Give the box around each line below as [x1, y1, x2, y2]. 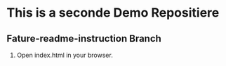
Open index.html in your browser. [16, 51, 113, 59]
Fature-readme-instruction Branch [6, 33, 162, 44]
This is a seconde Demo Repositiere [6, 5, 220, 21]
